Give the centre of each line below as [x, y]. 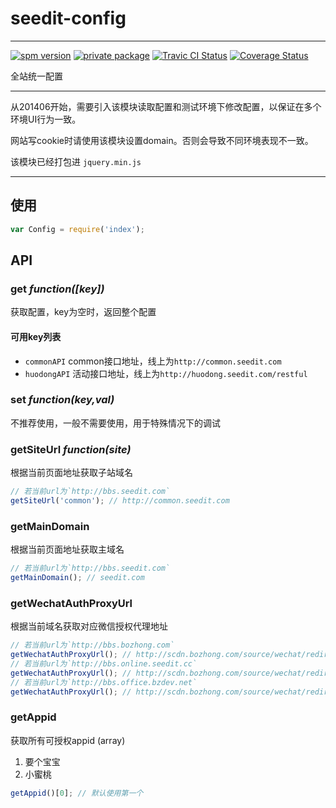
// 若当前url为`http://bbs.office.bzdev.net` [104, 682]
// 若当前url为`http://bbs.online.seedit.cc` [104, 663]
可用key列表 [36, 336]
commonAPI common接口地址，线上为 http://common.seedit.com [153, 361]
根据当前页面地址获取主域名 [67, 549]
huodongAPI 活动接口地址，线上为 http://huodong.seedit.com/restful [166, 373]
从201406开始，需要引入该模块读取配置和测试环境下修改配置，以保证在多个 [166, 106]
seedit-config [68, 18]
